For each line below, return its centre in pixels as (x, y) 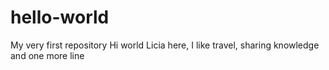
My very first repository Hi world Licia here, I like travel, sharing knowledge (165, 45)
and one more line (47, 55)
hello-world (60, 17)
